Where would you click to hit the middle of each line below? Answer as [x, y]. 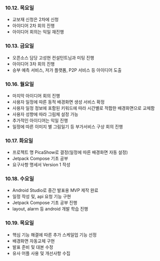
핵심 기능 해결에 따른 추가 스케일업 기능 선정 [55, 235]
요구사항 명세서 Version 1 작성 [41, 165]
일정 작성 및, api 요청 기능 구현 [41, 197]
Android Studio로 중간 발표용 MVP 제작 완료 [55, 190]
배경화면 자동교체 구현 [34, 241]
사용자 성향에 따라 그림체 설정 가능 [45, 114]
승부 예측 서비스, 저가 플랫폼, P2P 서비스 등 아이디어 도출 [67, 70]
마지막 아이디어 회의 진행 [36, 95]
